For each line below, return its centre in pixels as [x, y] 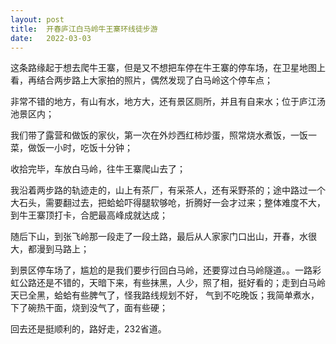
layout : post [37, 19]
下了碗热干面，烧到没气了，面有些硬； [89, 308]
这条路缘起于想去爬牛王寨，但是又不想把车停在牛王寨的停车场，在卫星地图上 [168, 68]
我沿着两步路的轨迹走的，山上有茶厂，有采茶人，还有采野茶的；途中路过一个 [168, 190]
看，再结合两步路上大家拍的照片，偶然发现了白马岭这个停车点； [141, 80]
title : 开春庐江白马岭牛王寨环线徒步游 [84, 29]
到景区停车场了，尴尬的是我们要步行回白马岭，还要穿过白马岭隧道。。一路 [161, 270]
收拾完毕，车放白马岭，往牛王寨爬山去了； [98, 169]
